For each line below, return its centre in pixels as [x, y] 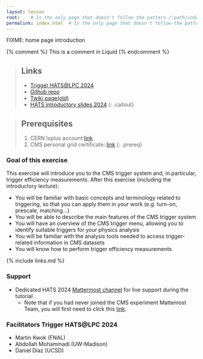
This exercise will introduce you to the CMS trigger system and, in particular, [101, 173]
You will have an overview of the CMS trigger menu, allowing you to [99, 223]
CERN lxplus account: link [61, 138]
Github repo [45, 92]
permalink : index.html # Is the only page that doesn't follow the [94, 23]
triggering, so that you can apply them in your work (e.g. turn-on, [96, 204]
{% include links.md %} [36, 261]
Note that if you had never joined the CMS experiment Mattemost [105, 302]
